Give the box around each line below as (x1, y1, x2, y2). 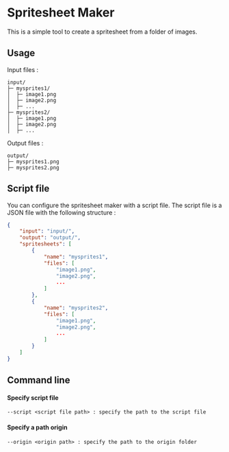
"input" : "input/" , (19, 228, 75, 235)
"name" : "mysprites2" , (43, 304, 109, 311)
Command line (7, 374, 70, 386)
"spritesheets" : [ (19, 241, 72, 248)
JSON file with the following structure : (7, 208, 116, 217)
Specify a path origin (7, 423, 68, 431)
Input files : (7, 65, 39, 73)
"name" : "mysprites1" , (43, 253, 109, 260)
